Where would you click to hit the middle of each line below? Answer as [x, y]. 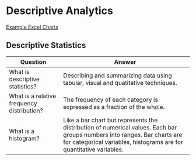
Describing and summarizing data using [118, 76]
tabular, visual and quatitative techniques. [120, 83]
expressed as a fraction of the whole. [114, 107]
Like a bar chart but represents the [111, 120]
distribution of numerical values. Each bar [120, 127]
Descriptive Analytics [60, 11]
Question [33, 61]
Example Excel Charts [32, 27]
